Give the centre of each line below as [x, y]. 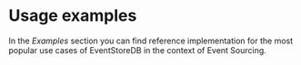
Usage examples [73, 16]
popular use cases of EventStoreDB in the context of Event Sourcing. [138, 50]
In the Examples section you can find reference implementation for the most [151, 41]
